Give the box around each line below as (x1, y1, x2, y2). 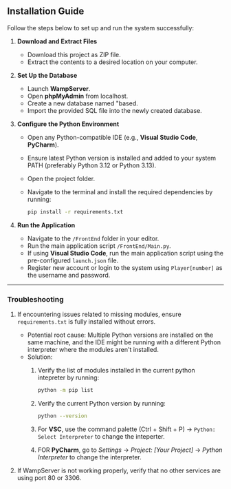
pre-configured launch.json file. (27, 256, 119, 264)
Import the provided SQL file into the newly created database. (27, 106, 203, 114)
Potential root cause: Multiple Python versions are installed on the (27, 331, 214, 339)
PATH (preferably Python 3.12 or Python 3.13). (27, 161, 157, 169)
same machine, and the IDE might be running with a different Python (27, 337, 221, 346)
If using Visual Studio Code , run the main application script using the (27, 249, 223, 257)
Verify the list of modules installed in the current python (37, 366, 196, 374)
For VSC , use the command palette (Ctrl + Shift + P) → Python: (37, 425, 216, 433)
